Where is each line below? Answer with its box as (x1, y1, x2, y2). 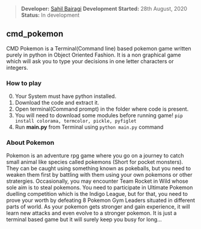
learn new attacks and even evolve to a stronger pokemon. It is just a (6, 210, 177, 217)
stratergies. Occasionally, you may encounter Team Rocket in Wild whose (6, 177, 188, 185)
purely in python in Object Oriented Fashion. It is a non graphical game (6, 51, 182, 58)
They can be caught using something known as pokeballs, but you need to (6, 165, 191, 172)
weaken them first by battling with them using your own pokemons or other (6, 171, 193, 179)
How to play (6, 79, 42, 87)
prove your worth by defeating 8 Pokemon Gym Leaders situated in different (6, 197, 196, 204)
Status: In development (20, 11, 80, 19)
